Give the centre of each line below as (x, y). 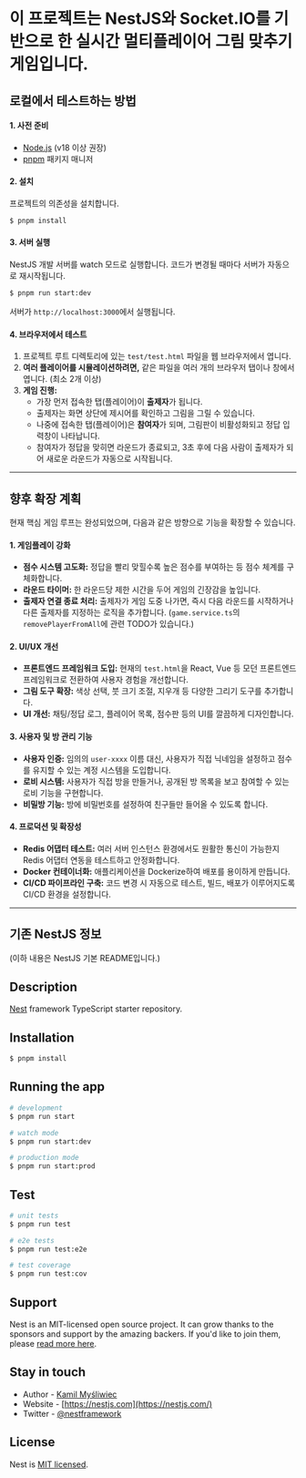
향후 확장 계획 (46, 499)
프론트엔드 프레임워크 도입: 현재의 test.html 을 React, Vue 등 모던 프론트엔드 (159, 668)
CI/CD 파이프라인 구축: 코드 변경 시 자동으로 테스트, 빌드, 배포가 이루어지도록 (159, 883)
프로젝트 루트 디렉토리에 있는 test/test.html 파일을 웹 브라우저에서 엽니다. (157, 356)
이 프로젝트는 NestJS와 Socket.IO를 (140, 19)
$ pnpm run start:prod (52, 1166)
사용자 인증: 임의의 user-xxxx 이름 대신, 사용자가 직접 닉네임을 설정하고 (149, 758)
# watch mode (34, 1133)
